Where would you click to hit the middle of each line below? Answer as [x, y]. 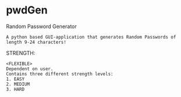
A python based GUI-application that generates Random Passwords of [91, 37]
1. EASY [15, 79]
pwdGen [27, 10]
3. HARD [15, 89]
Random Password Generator [41, 26]
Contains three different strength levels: [60, 74]
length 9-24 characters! [36, 42]
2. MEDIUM [18, 84]
